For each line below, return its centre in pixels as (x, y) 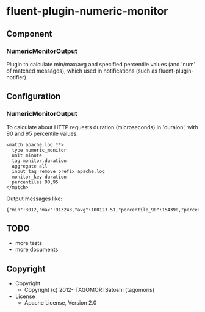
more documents (37, 250)
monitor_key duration (39, 177)
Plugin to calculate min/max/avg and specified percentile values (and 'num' (101, 64)
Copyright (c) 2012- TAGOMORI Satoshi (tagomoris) (89, 290)
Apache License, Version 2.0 (60, 303)
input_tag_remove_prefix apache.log (58, 171)
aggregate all (30, 166)
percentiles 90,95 (35, 182)
